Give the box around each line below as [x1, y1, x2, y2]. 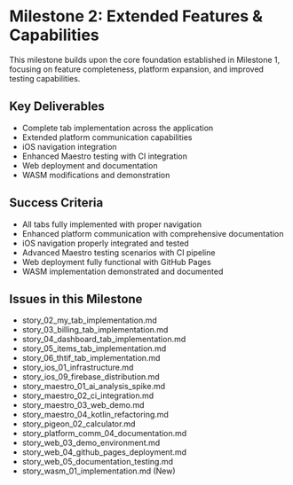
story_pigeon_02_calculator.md [21, 419, 136, 429]
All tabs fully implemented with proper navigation [21, 219, 202, 230]
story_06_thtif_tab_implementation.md [21, 353, 161, 364]
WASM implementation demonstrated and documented [21, 266, 224, 277]
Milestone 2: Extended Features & [9, 6, 264, 27]
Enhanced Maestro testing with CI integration [21, 151, 188, 161]
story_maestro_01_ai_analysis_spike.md [21, 381, 166, 392]
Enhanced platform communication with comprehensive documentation [21, 228, 284, 239]
